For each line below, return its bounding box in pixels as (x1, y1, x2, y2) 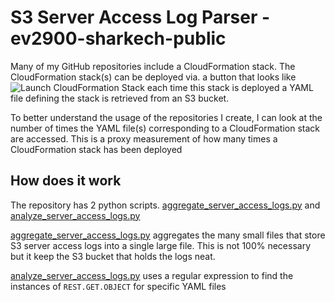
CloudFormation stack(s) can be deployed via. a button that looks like (10, 71, 297, 83)
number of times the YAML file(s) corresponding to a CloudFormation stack (10, 122, 321, 134)
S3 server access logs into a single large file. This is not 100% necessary (10, 239, 312, 251)
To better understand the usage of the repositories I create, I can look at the (10, 111, 323, 123)
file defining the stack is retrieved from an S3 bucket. (10, 92, 230, 104)
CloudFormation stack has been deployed (10, 143, 183, 155)
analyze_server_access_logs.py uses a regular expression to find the (10, 269, 294, 281)
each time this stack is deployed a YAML (146, 81, 314, 93)
